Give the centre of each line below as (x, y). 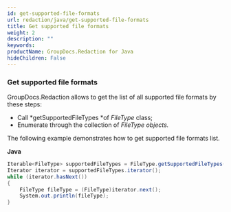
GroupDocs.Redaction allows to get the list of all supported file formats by (112, 97)
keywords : (21, 45)
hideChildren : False (37, 58)
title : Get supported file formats (58, 26)
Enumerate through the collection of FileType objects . (93, 125)
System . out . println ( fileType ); (64, 196)
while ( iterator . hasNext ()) (47, 177)
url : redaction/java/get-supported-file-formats (78, 20)
